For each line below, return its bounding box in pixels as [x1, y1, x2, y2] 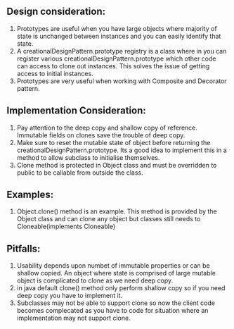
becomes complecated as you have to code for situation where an [16, 306, 209, 315]
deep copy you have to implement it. [16, 292, 123, 300]
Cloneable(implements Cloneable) [16, 222, 116, 231]
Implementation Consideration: [6, 105, 147, 117]
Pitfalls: [6, 242, 41, 254]
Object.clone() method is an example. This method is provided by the [16, 207, 217, 216]
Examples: [6, 189, 54, 201]
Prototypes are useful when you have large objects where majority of [16, 24, 217, 32]
